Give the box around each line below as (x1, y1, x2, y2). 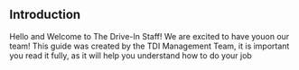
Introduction (9, 7, 81, 22)
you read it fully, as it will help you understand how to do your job (9, 49, 253, 61)
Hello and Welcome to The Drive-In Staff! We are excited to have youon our (9, 31, 290, 41)
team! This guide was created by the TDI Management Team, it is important (9, 40, 290, 51)
